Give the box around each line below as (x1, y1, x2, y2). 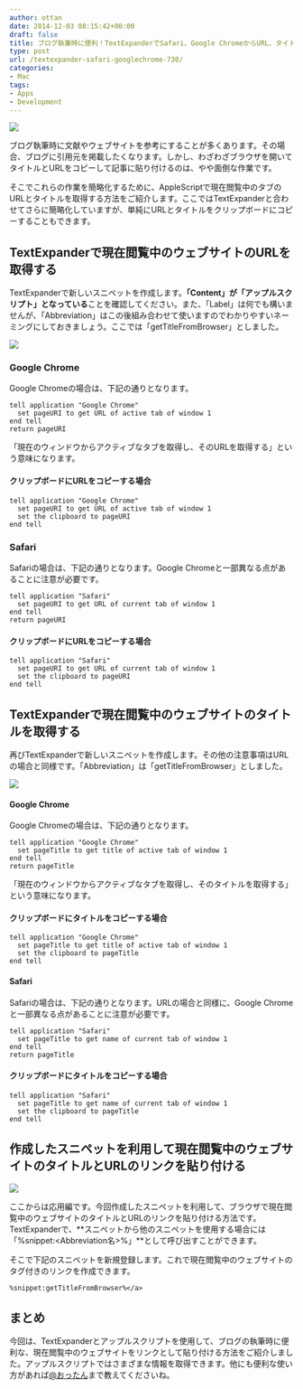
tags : (9, 80, 30, 89)
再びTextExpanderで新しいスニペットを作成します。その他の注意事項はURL (9, 749, 289, 760)
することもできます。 (16, 216, 96, 227)
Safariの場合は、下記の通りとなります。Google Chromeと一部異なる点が (9, 562, 279, 573)
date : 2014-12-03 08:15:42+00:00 (9, 22, 135, 31)
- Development (9, 97, 63, 107)
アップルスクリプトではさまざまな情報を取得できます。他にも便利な (24, 1358, 278, 1369)
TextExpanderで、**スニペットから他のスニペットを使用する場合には (9, 1224, 266, 1234)
